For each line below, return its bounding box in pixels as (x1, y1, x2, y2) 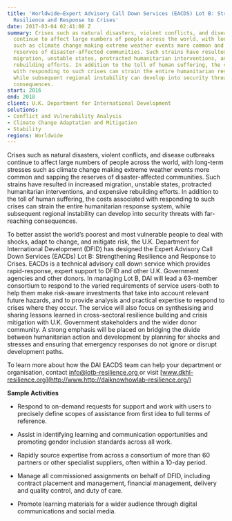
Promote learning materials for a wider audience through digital (17, 500, 197, 508)
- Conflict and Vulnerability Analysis (7, 112, 122, 119)
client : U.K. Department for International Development (7, 100, 171, 107)
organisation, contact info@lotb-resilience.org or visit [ (7, 368, 163, 377)
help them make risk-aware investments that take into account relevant (7, 289, 209, 297)
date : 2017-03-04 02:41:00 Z (7, 23, 91, 30)
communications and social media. (17, 507, 116, 515)
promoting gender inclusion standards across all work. (17, 438, 173, 446)
